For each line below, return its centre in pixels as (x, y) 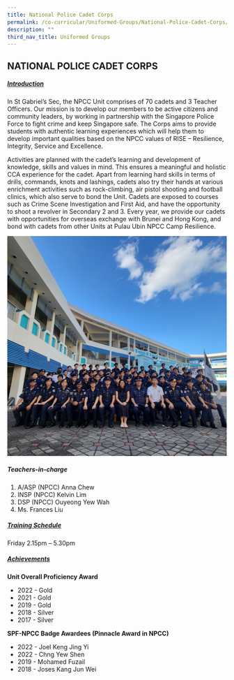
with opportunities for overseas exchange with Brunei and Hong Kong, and (114, 219)
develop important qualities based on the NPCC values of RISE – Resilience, (116, 138)
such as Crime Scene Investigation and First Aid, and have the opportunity (114, 204)
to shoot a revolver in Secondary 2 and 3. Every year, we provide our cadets (116, 211)
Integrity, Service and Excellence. (55, 146)
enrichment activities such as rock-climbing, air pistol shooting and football (115, 189)
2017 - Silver (35, 620)
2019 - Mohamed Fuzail (51, 661)
